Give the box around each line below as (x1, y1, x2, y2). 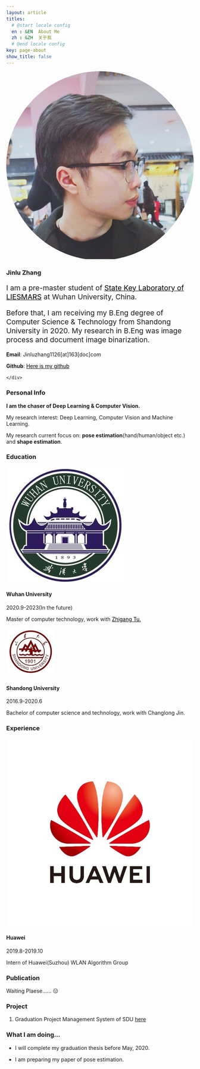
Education (6, 453, 37, 461)
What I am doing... (6, 1031, 61, 1039)
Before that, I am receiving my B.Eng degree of (6, 308, 164, 318)
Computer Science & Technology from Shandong (6, 317, 171, 327)
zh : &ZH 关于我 (11, 35, 52, 41)
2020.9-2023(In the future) (6, 604, 73, 611)
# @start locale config (11, 22, 70, 28)
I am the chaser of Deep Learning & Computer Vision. (6, 402, 140, 409)
